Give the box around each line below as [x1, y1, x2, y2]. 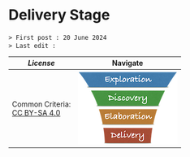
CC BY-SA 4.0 [11, 107, 61, 117]
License [28, 59, 55, 68]
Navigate [112, 59, 144, 68]
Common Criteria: [11, 99, 71, 109]
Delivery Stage [8, 6, 110, 24]
